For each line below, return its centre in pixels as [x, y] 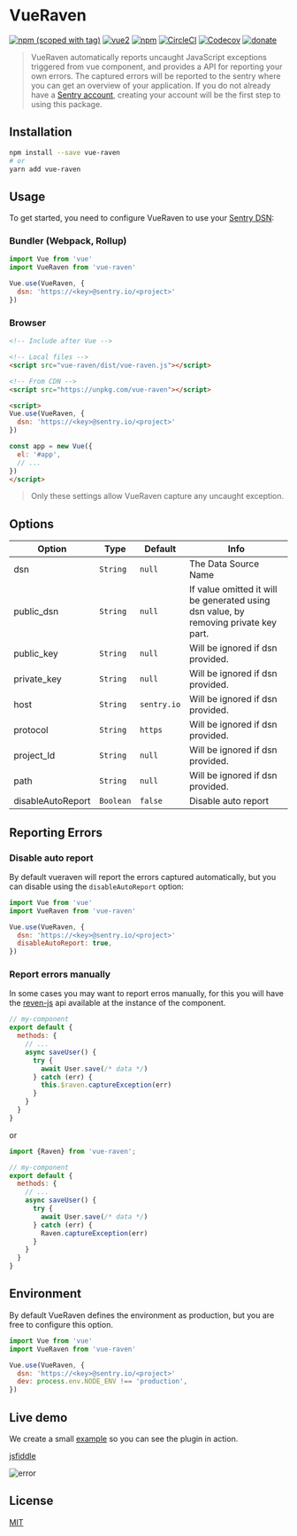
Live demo [38, 1418]
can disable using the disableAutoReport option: [96, 886]
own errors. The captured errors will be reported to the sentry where [156, 75]
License [31, 1501]
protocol [31, 730]
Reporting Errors [56, 833]
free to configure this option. [61, 1324]
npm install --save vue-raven [65, 152]
